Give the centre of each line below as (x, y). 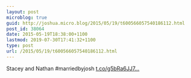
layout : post (23, 12)
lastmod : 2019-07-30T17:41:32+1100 (51, 40)
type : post (20, 46)
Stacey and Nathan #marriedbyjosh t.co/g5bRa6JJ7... (73, 68)
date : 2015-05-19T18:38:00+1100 (47, 34)
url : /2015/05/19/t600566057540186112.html (62, 51)
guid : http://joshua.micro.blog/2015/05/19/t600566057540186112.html (96, 23)
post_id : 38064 (25, 29)
